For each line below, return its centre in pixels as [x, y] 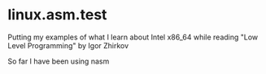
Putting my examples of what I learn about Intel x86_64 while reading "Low [133, 37]
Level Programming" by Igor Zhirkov [68, 45]
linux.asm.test [57, 15]
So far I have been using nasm [59, 61]
